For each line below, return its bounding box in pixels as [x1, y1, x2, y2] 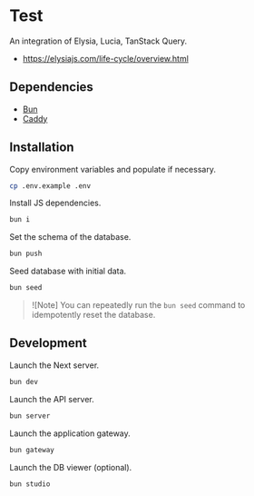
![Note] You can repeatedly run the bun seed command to [31, 300, 246, 311]
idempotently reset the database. [31, 310, 156, 321]
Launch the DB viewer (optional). [9, 461, 132, 472]
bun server [9, 411, 51, 421]
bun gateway [9, 445, 54, 454]
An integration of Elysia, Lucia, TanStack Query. [9, 35, 188, 46]
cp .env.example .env [9, 181, 92, 191]
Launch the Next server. [9, 360, 100, 371]
